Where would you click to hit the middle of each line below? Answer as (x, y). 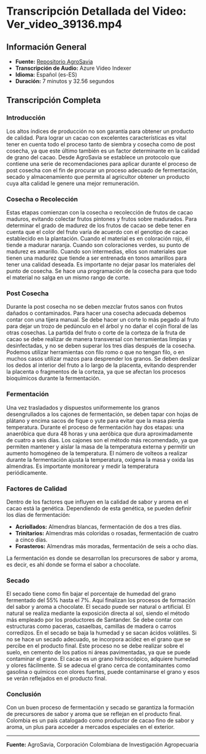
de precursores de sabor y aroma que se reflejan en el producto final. (94, 714)
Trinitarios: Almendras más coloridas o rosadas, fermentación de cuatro (107, 533)
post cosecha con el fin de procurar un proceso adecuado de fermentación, (102, 170)
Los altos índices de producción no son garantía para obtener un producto (100, 131)
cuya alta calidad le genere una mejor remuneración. (73, 183)
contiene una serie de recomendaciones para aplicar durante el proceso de (101, 164)
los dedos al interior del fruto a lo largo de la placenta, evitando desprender (101, 365)
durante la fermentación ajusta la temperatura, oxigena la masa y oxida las (100, 459)
